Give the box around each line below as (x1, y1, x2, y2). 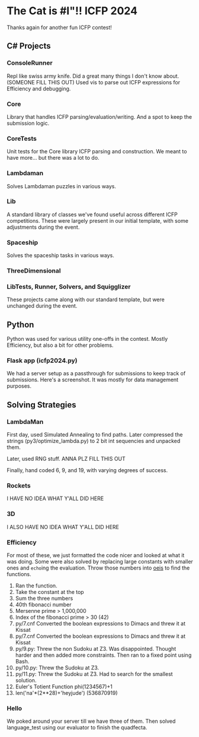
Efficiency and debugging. (7, 85, 71, 92)
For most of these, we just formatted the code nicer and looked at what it (7, 552, 185, 559)
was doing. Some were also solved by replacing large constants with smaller (7, 558, 193, 565)
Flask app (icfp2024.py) (7, 356, 78, 365)
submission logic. (7, 119, 50, 126)
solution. (15, 677, 37, 684)
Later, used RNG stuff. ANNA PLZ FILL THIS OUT (7, 456, 126, 463)
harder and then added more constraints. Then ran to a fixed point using (15, 651, 192, 659)
